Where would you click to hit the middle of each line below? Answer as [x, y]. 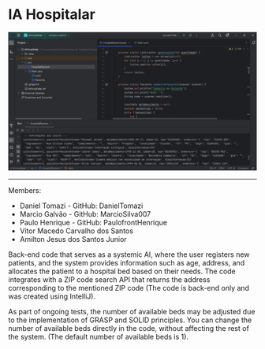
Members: [25, 191]
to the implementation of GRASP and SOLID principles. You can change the [130, 320]
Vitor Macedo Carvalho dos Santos [77, 231]
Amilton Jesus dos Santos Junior [73, 239]
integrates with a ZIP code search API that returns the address [109, 280]
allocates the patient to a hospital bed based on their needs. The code [122, 271]
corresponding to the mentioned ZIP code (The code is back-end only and [129, 288]
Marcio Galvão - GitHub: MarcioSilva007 [85, 214]
